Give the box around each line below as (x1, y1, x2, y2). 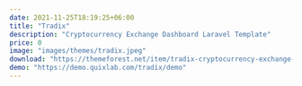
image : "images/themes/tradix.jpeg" (9, 47, 147, 56)
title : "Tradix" (9, 21, 70, 30)
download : (9, 55, 47, 64)
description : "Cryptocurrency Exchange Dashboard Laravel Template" (9, 30, 271, 39)
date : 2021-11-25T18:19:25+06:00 (9, 13, 135, 22)
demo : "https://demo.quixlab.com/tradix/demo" (9, 64, 187, 73)
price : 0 (9, 38, 42, 47)
